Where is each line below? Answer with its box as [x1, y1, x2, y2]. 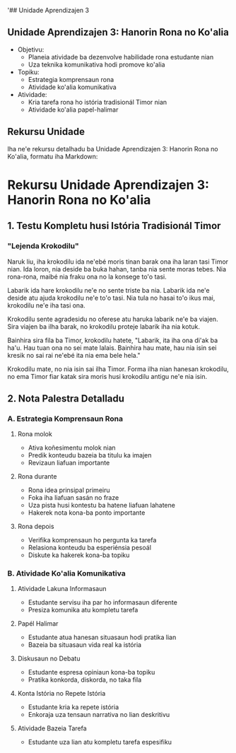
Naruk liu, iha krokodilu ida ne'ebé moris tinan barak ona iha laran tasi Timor [7, 257, 228, 266]
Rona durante [17, 472, 57, 481]
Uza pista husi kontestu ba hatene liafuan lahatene [28, 501, 175, 510]
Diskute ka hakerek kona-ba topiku [28, 551, 130, 559]
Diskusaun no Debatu [17, 654, 81, 663]
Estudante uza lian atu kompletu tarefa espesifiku [28, 738, 172, 747]
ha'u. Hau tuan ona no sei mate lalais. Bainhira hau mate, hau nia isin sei [7, 343, 217, 352]
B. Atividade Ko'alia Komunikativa [7, 568, 126, 578]
